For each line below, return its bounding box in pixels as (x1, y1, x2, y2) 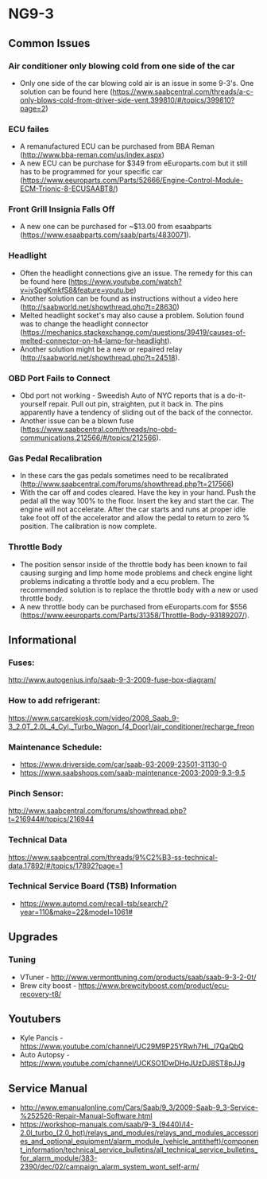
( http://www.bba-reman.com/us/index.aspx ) (19, 150, 165, 160)
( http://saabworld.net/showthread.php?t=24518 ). (19, 352, 180, 362)
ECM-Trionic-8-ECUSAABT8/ (19, 184, 116, 193)
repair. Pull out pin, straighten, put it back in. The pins (48, 399, 224, 409)
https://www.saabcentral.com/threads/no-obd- (22, 425, 177, 434)
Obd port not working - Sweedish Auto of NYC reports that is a (19, 391, 226, 400)
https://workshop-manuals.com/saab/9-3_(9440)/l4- (19, 1119, 194, 1130)
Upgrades (8, 930, 58, 944)
